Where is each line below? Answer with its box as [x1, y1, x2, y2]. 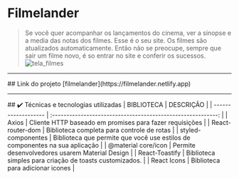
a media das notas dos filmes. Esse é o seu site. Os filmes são [24, 36, 208, 44]
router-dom [7, 126, 41, 134]
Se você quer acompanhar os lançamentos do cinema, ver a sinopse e [24, 29, 232, 37]
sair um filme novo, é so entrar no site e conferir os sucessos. [24, 51, 206, 60]
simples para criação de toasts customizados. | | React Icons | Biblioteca [7, 155, 221, 165]
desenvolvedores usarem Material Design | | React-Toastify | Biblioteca [7, 148, 216, 157]
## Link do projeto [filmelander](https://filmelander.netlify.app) [7, 79, 191, 88]
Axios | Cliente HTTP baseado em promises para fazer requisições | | [7, 118, 210, 126]
